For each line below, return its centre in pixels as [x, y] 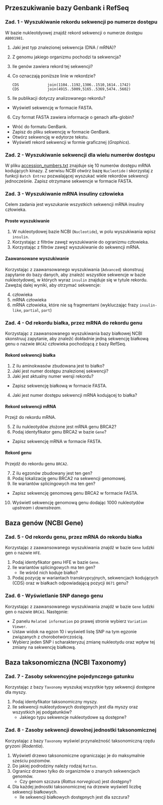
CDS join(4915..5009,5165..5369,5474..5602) [71, 89]
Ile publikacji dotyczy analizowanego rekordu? [59, 98]
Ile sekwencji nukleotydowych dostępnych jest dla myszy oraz [75, 707]
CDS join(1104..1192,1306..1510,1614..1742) [71, 85]
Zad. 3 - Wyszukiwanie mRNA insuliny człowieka [64, 194]
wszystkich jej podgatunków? [42, 712]
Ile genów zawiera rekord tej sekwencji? [52, 66]
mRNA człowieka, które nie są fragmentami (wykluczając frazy [75, 305]
